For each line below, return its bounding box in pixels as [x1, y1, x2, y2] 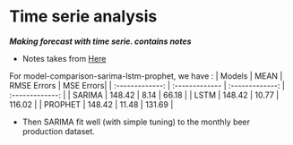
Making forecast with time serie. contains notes [9, 36, 192, 47]
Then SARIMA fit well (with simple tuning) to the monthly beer [22, 116, 251, 127]
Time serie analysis [9, 6, 158, 27]
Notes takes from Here [22, 53, 107, 64]
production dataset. [22, 125, 96, 136]
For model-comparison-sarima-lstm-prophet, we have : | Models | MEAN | [9, 70, 283, 81]
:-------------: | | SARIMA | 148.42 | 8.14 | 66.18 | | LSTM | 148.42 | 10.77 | [9, 90, 280, 100]
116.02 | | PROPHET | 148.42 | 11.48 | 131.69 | [9, 98, 174, 109]
